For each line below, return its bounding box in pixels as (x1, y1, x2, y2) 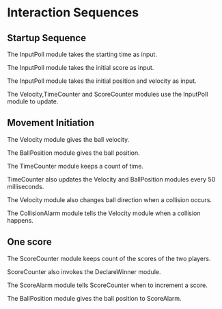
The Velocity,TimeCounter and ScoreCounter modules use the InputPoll (7, 90, 208, 98)
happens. (7, 216, 34, 224)
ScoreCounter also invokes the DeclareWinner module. (7, 267, 161, 275)
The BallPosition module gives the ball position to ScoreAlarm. (7, 294, 182, 302)
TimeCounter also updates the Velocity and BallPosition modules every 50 (7, 175, 216, 183)
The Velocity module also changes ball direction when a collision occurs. (7, 195, 212, 203)
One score (7, 236, 53, 248)
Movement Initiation (7, 117, 94, 129)
